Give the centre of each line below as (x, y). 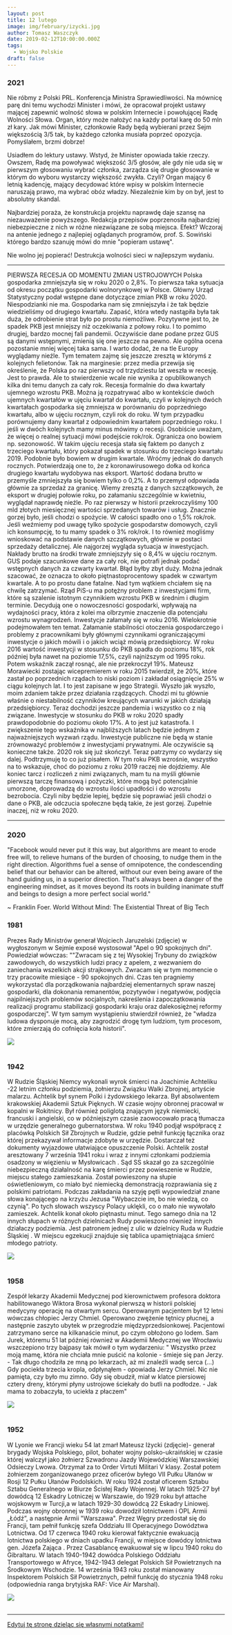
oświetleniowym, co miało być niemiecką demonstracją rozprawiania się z (112, 1184)
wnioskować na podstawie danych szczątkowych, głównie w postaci (105, 539)
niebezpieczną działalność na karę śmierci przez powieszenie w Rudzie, (110, 1169)
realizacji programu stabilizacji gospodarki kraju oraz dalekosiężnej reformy (115, 1006)
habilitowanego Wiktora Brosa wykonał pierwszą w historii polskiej (101, 1304)
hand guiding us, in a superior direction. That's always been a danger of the (115, 879)
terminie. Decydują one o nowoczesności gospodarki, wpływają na (102, 606)
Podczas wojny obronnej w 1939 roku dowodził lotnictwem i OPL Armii (107, 1511)
